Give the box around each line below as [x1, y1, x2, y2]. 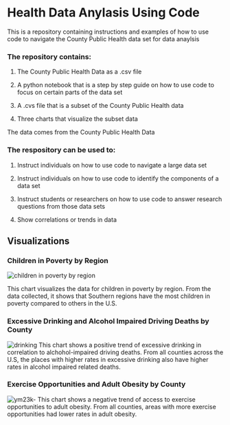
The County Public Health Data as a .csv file [16, 67, 142, 76]
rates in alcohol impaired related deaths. [7, 363, 122, 371]
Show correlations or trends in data [16, 215, 117, 224]
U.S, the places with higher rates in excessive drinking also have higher [7, 355, 209, 363]
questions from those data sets [16, 202, 105, 210]
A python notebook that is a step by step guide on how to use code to [16, 81, 215, 89]
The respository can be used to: [7, 146, 116, 155]
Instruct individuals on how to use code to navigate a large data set [16, 161, 207, 169]
